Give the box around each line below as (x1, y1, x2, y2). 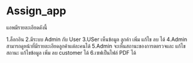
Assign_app (6, 4, 67, 18)
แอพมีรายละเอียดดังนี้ (6, 24, 48, 31)
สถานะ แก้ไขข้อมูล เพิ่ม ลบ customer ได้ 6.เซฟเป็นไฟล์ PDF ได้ (6, 49, 137, 56)
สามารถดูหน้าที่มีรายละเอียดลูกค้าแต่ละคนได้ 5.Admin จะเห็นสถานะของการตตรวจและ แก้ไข (6, 42, 186, 49)
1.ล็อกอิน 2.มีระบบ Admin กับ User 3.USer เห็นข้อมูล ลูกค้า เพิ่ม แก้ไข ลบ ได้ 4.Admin (6, 36, 188, 43)
